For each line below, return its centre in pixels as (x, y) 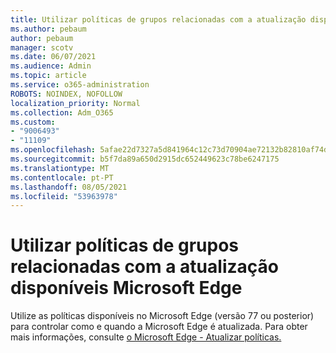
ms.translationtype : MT (60, 168)
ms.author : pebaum (48, 29)
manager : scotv (42, 47)
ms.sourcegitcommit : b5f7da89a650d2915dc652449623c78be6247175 (145, 159)
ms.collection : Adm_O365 (62, 112)
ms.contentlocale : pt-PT (62, 177)
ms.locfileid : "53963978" (64, 196)
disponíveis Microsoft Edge (126, 288)
